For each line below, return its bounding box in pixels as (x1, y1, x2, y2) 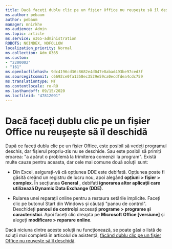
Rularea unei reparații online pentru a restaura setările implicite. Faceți (12, 195, 161, 201)
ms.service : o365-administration (5, 36, 77, 41)
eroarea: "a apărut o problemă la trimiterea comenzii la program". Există (5, 154, 157, 160)
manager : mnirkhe (5, 21, 42, 27)
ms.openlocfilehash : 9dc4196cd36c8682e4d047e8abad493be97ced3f (5, 70, 143, 75)
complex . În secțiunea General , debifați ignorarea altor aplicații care (12, 180, 160, 186)
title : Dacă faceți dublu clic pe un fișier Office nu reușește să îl (5, 7, 159, 13)
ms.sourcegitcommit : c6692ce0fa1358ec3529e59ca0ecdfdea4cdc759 (5, 74, 143, 79)
